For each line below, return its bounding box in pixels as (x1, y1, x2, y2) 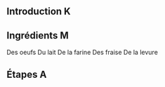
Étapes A (6, 68, 47, 80)
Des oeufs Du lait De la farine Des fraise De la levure (6, 48, 159, 57)
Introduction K (6, 6, 71, 18)
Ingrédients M (6, 29, 70, 41)
